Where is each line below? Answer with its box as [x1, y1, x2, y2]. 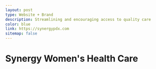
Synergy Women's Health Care [5, 53, 138, 64]
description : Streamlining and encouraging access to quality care [5, 17, 151, 22]
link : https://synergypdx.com [5, 26, 70, 31]
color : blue [5, 21, 30, 27]
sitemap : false [5, 31, 38, 36]
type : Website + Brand [5, 12, 53, 17]
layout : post [5, 7, 33, 13]
